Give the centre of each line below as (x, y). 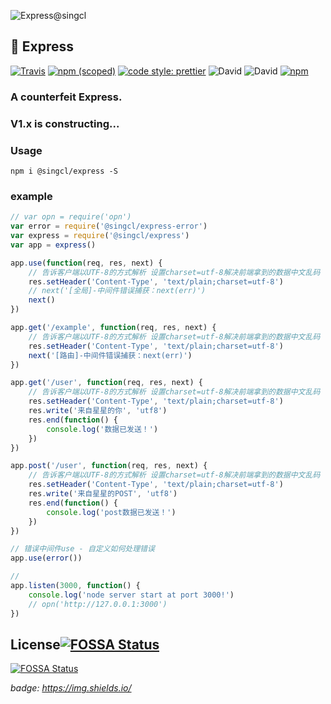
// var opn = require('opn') (71, 217)
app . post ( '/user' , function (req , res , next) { (109, 466)
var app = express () (53, 245)
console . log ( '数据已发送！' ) (102, 429)
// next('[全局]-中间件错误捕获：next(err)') (117, 291)
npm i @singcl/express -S (64, 171)
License (35, 644)
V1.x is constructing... (65, 123)
